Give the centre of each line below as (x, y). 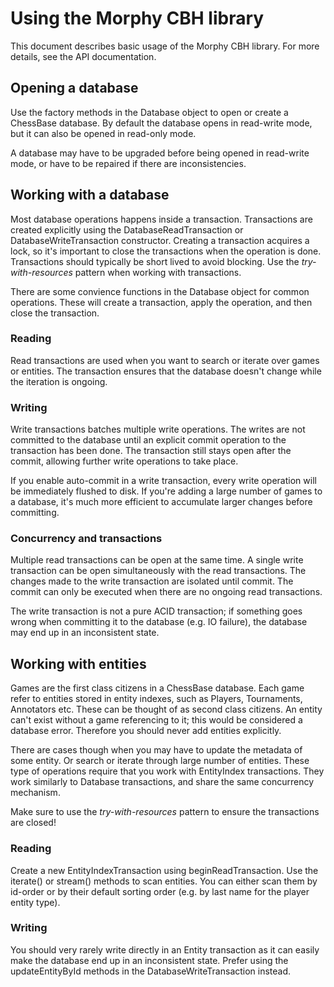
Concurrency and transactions (86, 539)
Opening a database (74, 88)
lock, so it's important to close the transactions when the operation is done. (166, 251)
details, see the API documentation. (83, 56)
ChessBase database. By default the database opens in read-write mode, (161, 123)
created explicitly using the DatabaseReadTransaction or (127, 229)
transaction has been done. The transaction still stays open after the (151, 451)
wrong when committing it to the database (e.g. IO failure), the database (159, 622)
